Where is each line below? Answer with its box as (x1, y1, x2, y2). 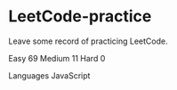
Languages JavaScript (8, 70, 91, 81)
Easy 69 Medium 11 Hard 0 (8, 53, 106, 63)
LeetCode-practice (8, 6, 152, 27)
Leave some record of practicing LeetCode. (8, 36, 168, 46)
